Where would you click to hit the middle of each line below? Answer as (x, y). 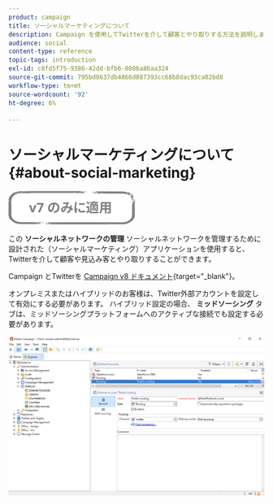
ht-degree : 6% (32, 103)
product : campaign (39, 17)
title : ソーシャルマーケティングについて (69, 26)
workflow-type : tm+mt (45, 85)
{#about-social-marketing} (102, 173)
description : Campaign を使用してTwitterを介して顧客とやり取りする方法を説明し (134, 34)
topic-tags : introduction (52, 60)
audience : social (38, 43)
